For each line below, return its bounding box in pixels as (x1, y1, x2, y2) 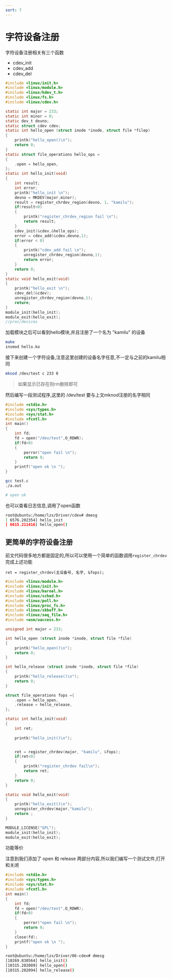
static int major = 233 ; (5, 109, 59, 114)
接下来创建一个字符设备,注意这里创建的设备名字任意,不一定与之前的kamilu (5, 354, 161, 361)
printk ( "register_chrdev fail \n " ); (24, 763, 100, 769)
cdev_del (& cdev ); (14, 291, 52, 296)
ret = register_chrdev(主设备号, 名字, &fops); (5, 570, 104, 575)
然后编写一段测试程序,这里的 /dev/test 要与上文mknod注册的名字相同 (5, 392, 150, 398)
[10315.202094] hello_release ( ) (5, 968, 74, 973)
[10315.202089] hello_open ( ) (5, 963, 68, 968)
